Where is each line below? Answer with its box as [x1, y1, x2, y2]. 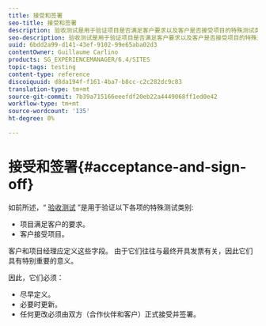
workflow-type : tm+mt [8, 100, 80, 108]
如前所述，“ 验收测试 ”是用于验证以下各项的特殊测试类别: [8, 203, 194, 212]
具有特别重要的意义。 [8, 256, 78, 265]
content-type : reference [8, 70, 90, 78]
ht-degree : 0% [8, 115, 55, 123]
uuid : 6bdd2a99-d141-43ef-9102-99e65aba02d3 [8, 41, 158, 49]
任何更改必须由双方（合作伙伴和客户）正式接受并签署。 [19, 309, 200, 319]
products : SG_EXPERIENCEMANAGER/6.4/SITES [8, 56, 150, 64]
